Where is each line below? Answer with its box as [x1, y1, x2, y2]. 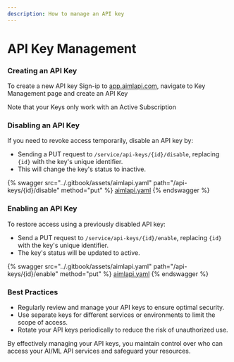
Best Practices [7, 287, 58, 297]
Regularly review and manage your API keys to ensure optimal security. [17, 304, 225, 311]
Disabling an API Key [7, 120, 80, 130]
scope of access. [17, 318, 68, 326]
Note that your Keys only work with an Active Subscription [7, 103, 177, 111]
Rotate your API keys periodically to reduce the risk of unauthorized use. [17, 325, 228, 334]
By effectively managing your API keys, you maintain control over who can [7, 339, 223, 347]
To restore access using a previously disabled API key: [7, 220, 166, 228]
